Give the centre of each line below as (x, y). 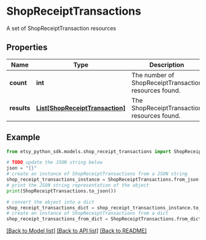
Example (23, 137)
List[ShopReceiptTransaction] (81, 108)
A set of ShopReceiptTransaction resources (61, 28)
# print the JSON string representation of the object (78, 185)
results (20, 108)
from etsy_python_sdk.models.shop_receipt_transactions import (89, 151)
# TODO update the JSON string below (55, 163)
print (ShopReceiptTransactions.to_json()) (61, 191)
